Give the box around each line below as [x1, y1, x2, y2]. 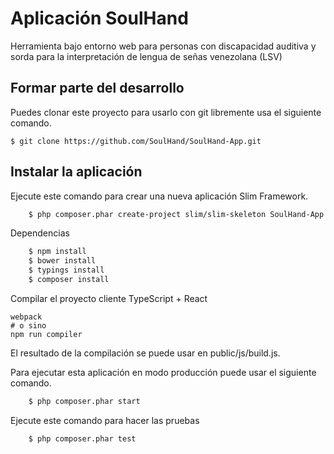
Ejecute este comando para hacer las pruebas [10, 414, 200, 426]
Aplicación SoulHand [10, 7, 189, 30]
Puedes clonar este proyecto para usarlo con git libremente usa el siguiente [10, 106, 322, 118]
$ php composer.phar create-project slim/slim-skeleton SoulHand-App [28, 209, 325, 219]
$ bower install [28, 256, 97, 266]
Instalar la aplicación [10, 163, 143, 181]
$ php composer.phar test [28, 433, 137, 444]
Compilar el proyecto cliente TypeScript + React [10, 292, 208, 304]
